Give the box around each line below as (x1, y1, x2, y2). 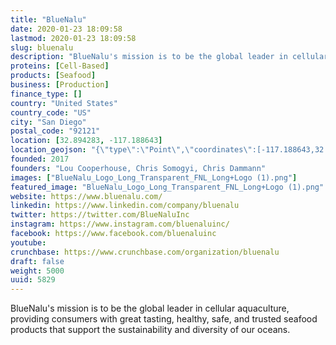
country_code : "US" (10, 107, 92, 118)
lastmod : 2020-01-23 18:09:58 (10, 33, 137, 43)
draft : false (10, 256, 65, 266)
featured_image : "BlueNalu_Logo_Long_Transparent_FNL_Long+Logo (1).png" (10, 182, 325, 192)
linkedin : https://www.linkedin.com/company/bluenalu (10, 201, 240, 211)
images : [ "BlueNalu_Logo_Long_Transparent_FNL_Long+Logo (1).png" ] (10, 172, 298, 183)
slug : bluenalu (10, 42, 74, 53)
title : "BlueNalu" (10, 14, 87, 25)
